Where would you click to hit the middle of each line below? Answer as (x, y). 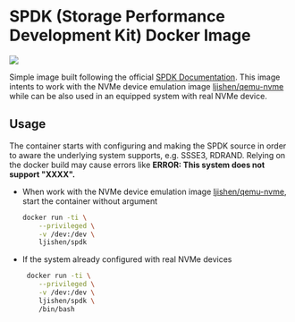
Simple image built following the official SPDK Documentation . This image (145, 77)
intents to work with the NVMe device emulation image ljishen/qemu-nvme (147, 86)
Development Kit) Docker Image (130, 35)
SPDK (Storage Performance (118, 17)
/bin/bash (57, 309)
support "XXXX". (42, 174)
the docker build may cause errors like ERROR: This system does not (137, 165)
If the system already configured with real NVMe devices (127, 259)
